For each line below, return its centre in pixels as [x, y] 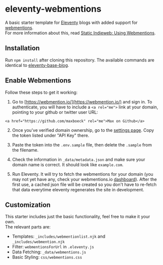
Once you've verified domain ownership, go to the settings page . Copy [83, 130]
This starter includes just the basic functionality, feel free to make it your [78, 217]
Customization [28, 205]
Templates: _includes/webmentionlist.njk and [59, 236]
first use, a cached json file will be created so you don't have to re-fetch [84, 184]
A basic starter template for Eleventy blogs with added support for [71, 22]
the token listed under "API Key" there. [51, 135]
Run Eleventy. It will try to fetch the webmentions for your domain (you [82, 174]
